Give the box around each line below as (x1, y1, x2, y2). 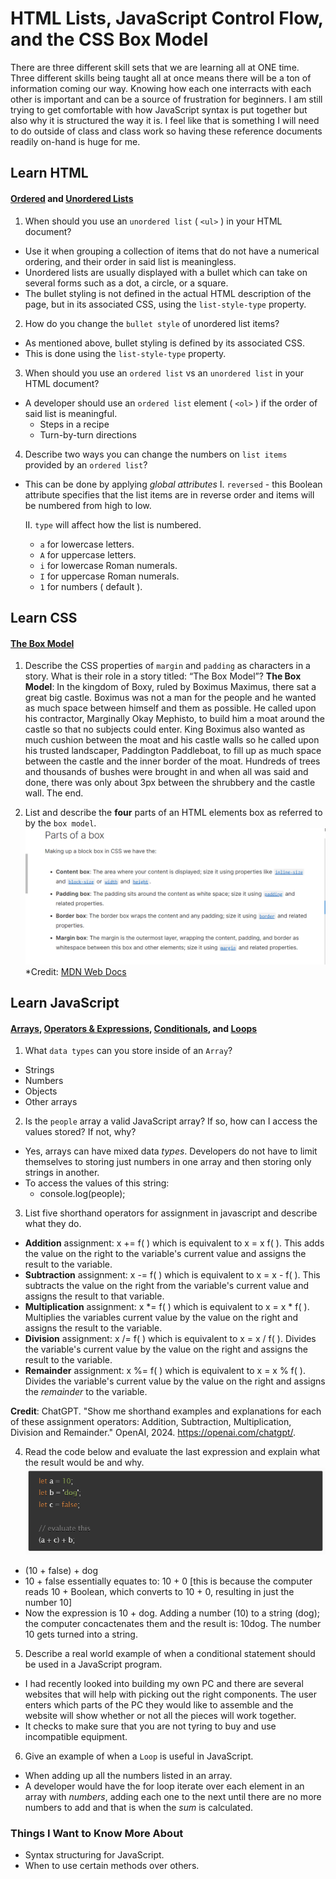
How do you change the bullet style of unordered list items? (24, 317, 280, 329)
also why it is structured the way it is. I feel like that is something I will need (10, 114, 320, 126)
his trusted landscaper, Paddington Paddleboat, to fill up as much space (24, 745, 322, 757)
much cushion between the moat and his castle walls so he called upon (24, 734, 320, 746)
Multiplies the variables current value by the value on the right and (24, 1312, 298, 1324)
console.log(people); (39, 1188, 126, 1200)
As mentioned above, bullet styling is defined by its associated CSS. (24, 337, 305, 349)
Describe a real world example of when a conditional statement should (24, 1648, 316, 1660)
